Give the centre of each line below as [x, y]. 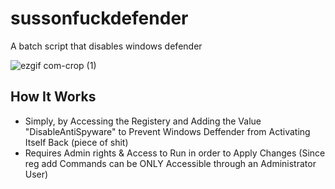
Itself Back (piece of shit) [76, 142]
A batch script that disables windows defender [106, 46]
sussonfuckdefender [99, 18]
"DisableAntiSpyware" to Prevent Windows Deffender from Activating [167, 131]
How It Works [53, 97]
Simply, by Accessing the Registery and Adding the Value [143, 121]
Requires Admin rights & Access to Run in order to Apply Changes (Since [175, 153]
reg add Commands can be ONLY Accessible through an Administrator [170, 163]
